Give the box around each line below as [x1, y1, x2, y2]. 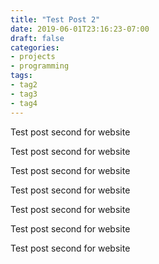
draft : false [10, 33, 65, 43]
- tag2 [10, 80, 38, 90]
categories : [10, 42, 60, 53]
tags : [10, 71, 33, 81]
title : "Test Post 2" [10, 14, 101, 25]
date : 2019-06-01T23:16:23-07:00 [10, 24, 150, 34]
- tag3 [10, 89, 38, 99]
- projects [10, 52, 56, 62]
